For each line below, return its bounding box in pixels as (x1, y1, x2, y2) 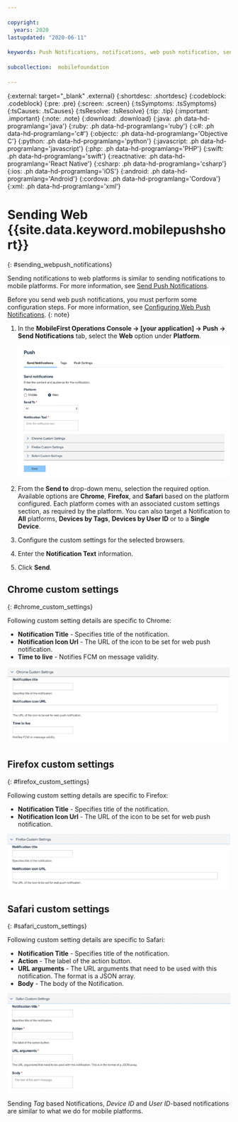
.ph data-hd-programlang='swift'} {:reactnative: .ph (7, 152, 158, 160)
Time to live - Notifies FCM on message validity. (17, 652, 159, 661)
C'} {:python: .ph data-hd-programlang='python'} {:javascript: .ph (7, 137, 200, 145)
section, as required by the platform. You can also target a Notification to (17, 506, 230, 515)
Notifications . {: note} (7, 310, 70, 319)
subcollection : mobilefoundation (7, 64, 110, 71)
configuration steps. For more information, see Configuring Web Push (7, 302, 211, 311)
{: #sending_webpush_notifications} (7, 260, 113, 268)
